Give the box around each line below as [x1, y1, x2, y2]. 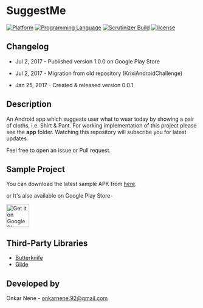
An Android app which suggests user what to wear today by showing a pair [6, 115, 194, 123]
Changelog [6, 41, 49, 52]
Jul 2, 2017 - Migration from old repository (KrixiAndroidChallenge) [15, 70, 183, 77]
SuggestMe [6, 4, 66, 18]
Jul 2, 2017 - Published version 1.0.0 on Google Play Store [15, 57, 160, 65]
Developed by [6, 278, 60, 288]
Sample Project [6, 164, 66, 174]
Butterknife [15, 254, 44, 262]
